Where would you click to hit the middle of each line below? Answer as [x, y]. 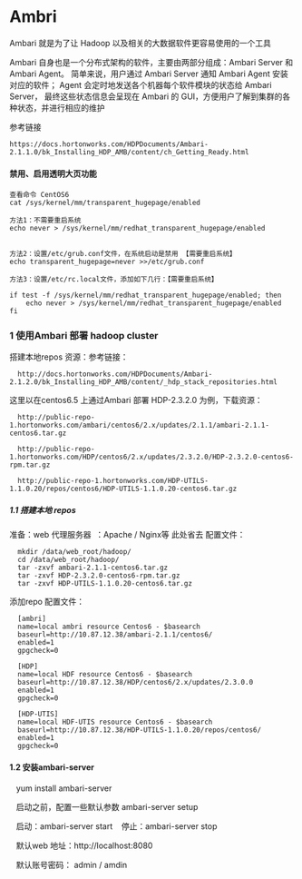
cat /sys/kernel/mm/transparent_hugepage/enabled [105, 203]
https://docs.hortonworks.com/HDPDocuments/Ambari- [109, 144]
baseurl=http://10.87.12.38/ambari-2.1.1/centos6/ [115, 635]
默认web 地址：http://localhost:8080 [84, 845]
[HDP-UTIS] [38, 715]
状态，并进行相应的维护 [61, 107]
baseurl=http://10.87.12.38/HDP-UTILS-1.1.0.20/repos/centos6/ [139, 730]
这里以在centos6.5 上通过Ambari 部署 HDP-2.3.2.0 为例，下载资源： [136, 400]
